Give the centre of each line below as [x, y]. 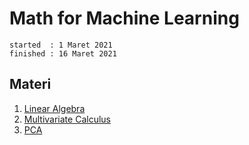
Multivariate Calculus [67, 119]
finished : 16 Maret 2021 [63, 53]
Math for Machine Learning [124, 18]
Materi [30, 84]
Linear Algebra [54, 108]
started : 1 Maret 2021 [61, 45]
